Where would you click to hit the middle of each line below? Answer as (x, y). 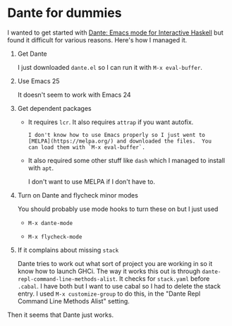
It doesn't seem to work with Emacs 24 (74, 95)
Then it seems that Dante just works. (61, 315)
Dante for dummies (65, 13)
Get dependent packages (54, 108)
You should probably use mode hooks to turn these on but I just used (118, 209)
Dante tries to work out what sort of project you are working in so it (115, 263)
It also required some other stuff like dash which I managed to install (127, 160)
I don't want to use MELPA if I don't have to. (92, 181)
